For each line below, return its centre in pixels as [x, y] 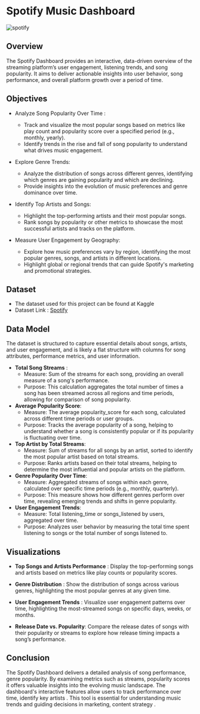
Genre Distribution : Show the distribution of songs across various [97, 584]
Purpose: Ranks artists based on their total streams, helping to [100, 463]
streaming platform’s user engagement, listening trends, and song [87, 67]
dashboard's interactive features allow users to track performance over [94, 691]
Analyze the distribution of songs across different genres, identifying [108, 173]
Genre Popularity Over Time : [51, 476]
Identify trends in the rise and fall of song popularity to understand [105, 144]
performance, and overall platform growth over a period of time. [84, 80]
